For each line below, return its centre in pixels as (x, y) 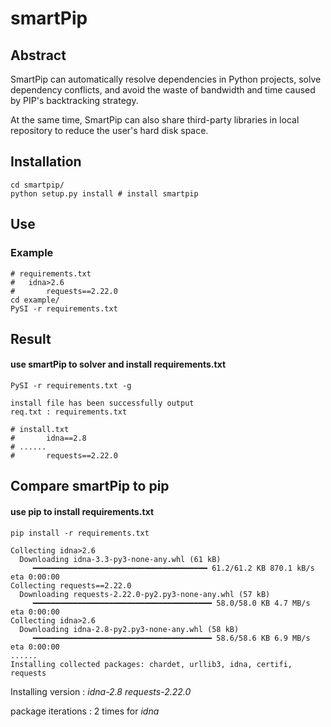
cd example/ (35, 300)
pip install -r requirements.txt (80, 533)
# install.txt (40, 430)
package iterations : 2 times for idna (85, 711)
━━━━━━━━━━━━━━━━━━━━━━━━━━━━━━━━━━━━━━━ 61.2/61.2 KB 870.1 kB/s (173, 568)
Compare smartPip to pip (90, 486)
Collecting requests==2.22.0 (71, 585)
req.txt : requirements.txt (69, 412)
